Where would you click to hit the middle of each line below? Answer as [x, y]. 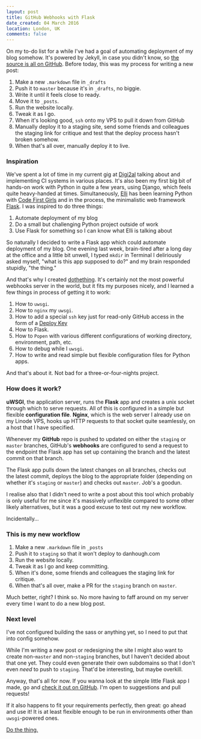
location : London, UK [33, 29]
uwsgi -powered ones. [33, 718]
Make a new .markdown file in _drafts [60, 82]
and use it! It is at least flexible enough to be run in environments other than [100, 712]
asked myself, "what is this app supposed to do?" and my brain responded [98, 261]
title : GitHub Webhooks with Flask [51, 17]
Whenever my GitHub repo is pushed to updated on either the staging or [96, 439]
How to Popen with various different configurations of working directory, [103, 336]
